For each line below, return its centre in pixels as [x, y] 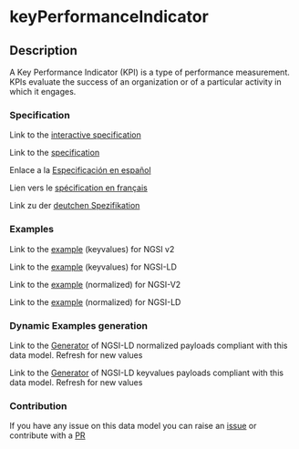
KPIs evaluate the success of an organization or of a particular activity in [145, 82]
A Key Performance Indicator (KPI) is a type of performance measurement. [149, 72]
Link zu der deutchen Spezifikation [75, 206]
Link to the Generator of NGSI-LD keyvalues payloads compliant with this [147, 372]
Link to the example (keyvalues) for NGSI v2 [92, 249]
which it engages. [43, 92]
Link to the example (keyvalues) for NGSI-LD [93, 267]
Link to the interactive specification [75, 135]
